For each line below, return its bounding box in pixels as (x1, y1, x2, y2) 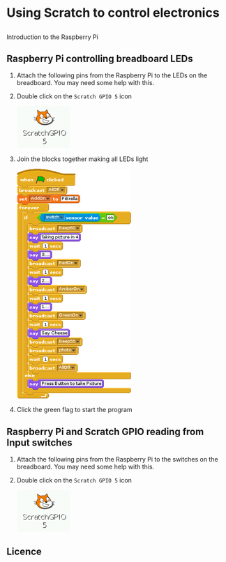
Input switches (6, 436, 73, 448)
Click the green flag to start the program (16, 406, 133, 414)
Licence (6, 545, 43, 557)
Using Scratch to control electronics (6, 5, 220, 21)
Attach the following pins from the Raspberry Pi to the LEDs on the (16, 71, 208, 79)
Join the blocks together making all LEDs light (16, 155, 149, 163)
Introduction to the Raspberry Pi (6, 33, 98, 41)
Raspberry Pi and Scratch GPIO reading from (6, 425, 204, 437)
